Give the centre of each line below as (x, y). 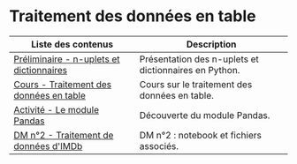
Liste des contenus (72, 44)
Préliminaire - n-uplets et (67, 59)
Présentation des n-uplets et (199, 59)
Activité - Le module (57, 109)
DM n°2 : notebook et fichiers (201, 135)
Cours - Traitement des (63, 84)
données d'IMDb (48, 145)
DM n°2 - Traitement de (64, 135)
